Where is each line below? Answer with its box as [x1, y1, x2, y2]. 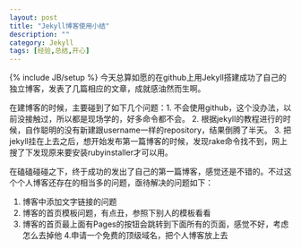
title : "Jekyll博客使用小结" [9, 21, 110, 30]
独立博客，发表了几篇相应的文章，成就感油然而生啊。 [9, 83, 206, 94]
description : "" [9, 30, 70, 39]
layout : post [9, 13, 58, 22]
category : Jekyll [9, 38, 74, 47]
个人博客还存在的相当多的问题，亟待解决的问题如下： [16, 177, 213, 188]
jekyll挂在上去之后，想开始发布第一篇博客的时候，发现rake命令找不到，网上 [9, 136, 288, 147]
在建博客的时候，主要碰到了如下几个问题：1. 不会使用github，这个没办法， [9, 102, 284, 113]
